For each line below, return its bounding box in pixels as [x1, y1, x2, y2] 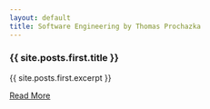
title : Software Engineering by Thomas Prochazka [9, 22, 202, 31]
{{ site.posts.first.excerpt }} [9, 72, 112, 83]
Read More [9, 90, 51, 101]
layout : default [9, 13, 71, 23]
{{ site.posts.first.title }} [9, 52, 120, 64]
